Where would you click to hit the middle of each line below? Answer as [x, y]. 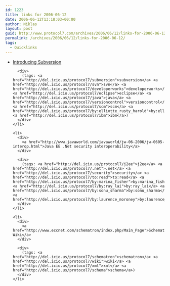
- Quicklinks [24, 47]
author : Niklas [21, 24]
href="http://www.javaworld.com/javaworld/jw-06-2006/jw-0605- [97, 142]
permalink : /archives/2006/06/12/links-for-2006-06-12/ [65, 38]
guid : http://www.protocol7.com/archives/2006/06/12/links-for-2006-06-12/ [87, 33]
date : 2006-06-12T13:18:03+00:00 [40, 19]
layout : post [19, 29]
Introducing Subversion [37, 62]
